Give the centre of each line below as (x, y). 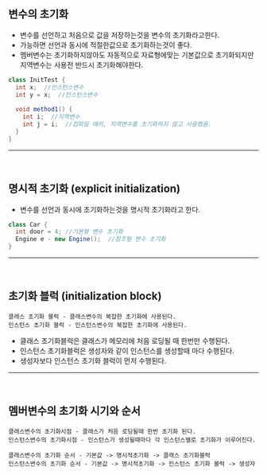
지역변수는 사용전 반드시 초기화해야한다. (81, 64)
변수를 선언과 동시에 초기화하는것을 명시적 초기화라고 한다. (110, 209)
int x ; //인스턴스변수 (50, 87)
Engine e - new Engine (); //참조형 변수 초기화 (91, 239)
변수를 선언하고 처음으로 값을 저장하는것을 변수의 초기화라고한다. (120, 35)
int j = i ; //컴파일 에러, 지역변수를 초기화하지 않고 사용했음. (117, 125)
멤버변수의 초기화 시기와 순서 (75, 411)
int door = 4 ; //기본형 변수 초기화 (69, 232)
